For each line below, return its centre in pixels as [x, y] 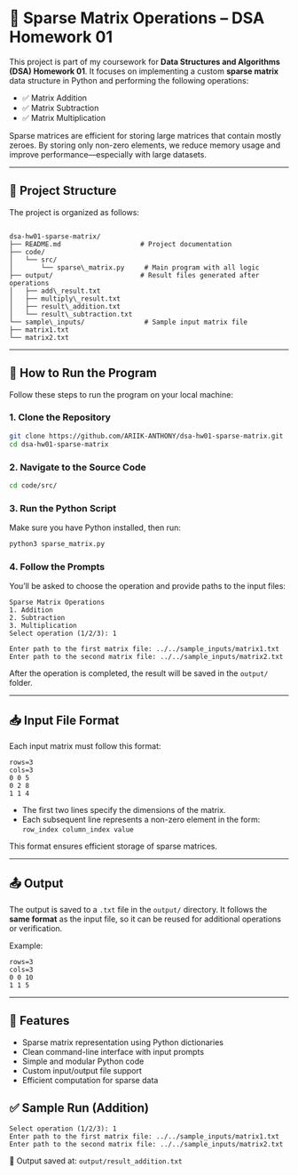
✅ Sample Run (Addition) [79, 1108]
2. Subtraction [37, 618]
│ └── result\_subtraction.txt [71, 314]
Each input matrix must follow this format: [85, 746]
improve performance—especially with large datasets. [108, 154]
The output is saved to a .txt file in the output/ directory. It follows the [138, 909]
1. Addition [31, 610]
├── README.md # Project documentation [121, 244]
